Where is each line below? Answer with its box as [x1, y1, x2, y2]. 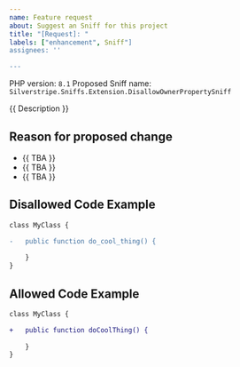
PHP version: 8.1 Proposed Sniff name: [9, 78, 152, 89]
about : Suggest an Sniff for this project [9, 21, 168, 30]
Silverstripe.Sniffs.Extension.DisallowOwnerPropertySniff [9, 88, 232, 97]
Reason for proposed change [9, 129, 173, 144]
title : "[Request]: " [9, 29, 89, 38]
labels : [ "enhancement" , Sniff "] [9, 37, 133, 47]
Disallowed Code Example [9, 197, 156, 212]
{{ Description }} [9, 103, 69, 114]
